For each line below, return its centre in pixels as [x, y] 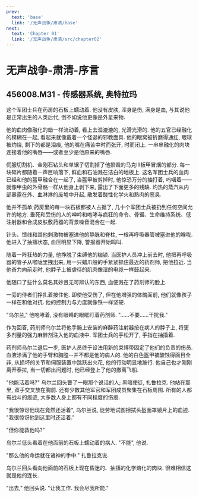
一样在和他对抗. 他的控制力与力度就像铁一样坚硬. [66, 302]
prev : [13, 12]
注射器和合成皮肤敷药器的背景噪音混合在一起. [62, 222]
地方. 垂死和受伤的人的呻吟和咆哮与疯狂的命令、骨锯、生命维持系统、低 [104, 214]
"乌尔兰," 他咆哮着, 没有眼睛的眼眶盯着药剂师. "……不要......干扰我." [87, 315]
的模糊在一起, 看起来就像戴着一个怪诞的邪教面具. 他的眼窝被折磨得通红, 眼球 [99, 137]
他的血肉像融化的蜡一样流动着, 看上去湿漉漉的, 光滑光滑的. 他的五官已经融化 [99, 130]
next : [13, 28]
